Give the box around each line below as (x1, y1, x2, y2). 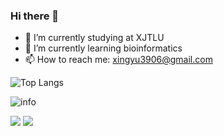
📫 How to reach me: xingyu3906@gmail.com (24, 54, 213, 66)
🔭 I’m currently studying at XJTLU (24, 32, 165, 44)
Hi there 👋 (10, 9, 60, 23)
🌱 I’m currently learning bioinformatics (24, 42, 183, 54)
